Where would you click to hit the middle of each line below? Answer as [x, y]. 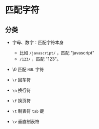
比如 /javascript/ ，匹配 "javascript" [57, 53]
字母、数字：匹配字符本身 [38, 42]
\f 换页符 [21, 101]
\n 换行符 [21, 90]
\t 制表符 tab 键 [28, 111]
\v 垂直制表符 [26, 121]
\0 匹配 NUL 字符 [28, 69]
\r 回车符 [21, 80]
